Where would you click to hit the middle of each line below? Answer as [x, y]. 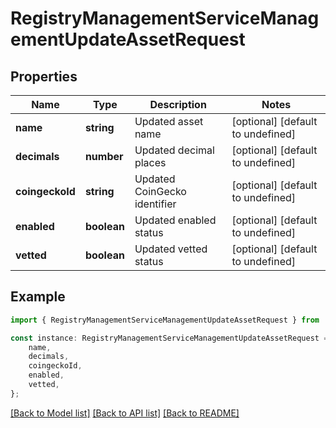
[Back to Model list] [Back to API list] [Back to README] [125, 413]
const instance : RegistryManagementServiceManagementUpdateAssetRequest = [169, 338]
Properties [44, 76]
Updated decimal [174, 150]
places [150, 162]
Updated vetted [171, 249]
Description [178, 104]
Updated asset [169, 121]
